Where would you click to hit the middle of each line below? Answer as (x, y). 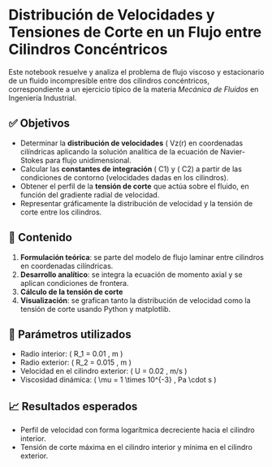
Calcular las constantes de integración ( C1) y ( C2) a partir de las (131, 169)
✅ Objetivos (39, 123)
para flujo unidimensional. (89, 160)
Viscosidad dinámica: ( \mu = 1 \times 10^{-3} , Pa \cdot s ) (118, 380)
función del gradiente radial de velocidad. (90, 195)
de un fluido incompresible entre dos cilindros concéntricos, (109, 80)
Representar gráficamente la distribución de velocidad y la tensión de (136, 203)
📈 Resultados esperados (73, 406)
